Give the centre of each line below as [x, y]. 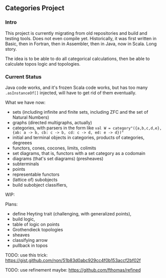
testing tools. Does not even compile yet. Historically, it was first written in [81, 38]
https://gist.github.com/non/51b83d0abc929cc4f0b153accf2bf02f [73, 260]
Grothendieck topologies [38, 229]
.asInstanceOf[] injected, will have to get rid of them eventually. [71, 93]
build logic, [24, 219]
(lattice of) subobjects [35, 179]
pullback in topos [30, 245]
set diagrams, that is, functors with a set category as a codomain [79, 153]
